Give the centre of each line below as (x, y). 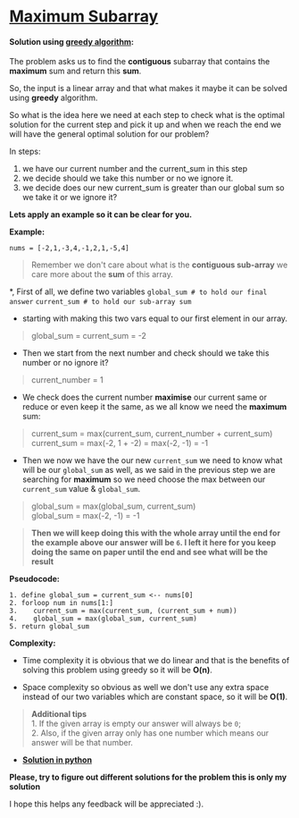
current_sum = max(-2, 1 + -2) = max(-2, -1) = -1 (119, 443)
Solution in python (57, 760)
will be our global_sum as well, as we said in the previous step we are (149, 470)
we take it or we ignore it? (70, 198)
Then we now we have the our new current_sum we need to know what (152, 460)
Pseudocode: (35, 579)
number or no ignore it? (65, 363)
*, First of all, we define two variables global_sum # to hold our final (138, 291)
